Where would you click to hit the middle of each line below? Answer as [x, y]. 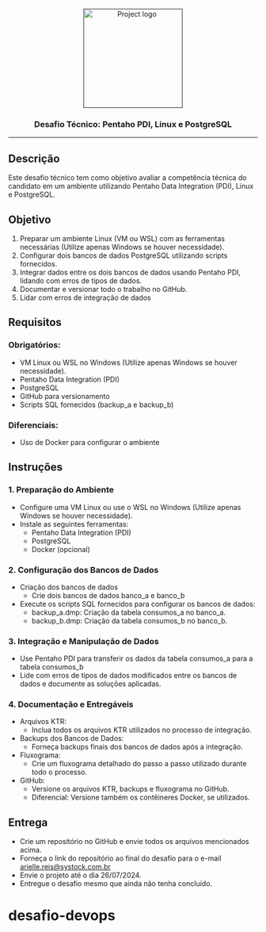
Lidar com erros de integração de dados [85, 297]
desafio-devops [62, 916]
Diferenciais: [33, 425]
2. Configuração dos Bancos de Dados [84, 570]
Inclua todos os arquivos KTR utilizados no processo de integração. [141, 730]
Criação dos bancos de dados [69, 587]
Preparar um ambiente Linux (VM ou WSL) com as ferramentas [122, 238]
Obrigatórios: [34, 345]
